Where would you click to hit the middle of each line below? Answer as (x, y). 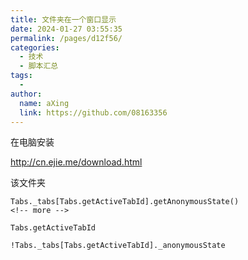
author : (26, 94)
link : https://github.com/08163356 (93, 112)
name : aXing (44, 103)
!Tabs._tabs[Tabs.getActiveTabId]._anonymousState (118, 246)
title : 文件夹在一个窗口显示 (63, 19)
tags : (21, 76)
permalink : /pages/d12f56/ (66, 38)
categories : (35, 47)
